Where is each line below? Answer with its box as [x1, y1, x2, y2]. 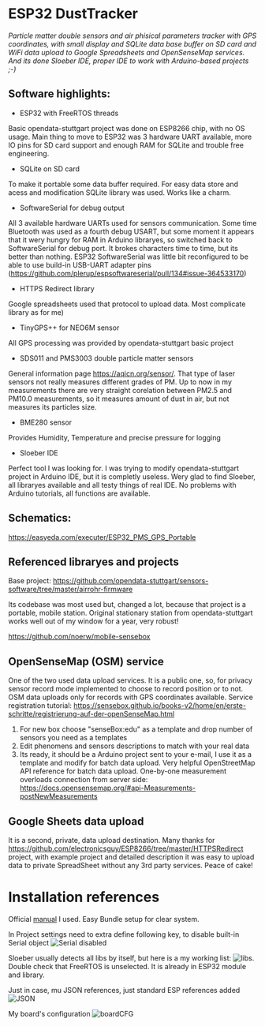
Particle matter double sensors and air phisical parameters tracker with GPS [8, 31, 257, 40]
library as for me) [8, 307, 65, 316]
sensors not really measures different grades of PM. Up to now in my [8, 376, 233, 387]
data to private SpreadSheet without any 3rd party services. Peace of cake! [8, 861, 254, 870]
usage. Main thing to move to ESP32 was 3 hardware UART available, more [8, 132, 252, 141]
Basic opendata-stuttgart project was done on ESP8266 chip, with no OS [8, 123, 245, 133]
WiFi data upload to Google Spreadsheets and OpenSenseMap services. [8, 47, 245, 57]
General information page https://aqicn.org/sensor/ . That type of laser [8, 369, 236, 378]
